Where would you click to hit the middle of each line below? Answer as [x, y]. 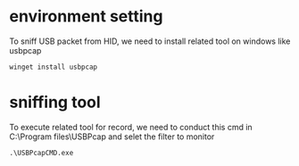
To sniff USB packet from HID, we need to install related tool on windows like [150, 41]
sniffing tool [55, 102]
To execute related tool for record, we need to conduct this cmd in [131, 127]
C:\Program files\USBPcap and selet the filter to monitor [112, 137]
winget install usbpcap [54, 67]
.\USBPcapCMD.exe [42, 153]
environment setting [86, 17]
